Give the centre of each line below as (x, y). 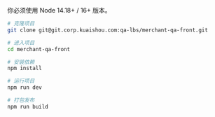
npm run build (28, 106)
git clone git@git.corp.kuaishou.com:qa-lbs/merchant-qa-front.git (108, 30)
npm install (25, 69)
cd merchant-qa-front (39, 49)
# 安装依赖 (21, 62)
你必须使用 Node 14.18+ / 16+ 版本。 (59, 10)
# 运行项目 (21, 81)
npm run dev (25, 88)
